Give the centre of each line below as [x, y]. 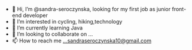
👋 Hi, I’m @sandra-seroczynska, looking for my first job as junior [91, 9]
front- [179, 9]
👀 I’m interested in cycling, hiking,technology [67, 21]
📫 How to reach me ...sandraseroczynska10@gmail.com [81, 41]
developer [35, 15]
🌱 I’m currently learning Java [47, 28]
